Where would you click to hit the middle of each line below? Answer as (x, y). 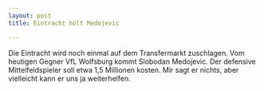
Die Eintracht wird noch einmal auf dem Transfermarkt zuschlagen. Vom (126, 53)
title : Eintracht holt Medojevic (64, 23)
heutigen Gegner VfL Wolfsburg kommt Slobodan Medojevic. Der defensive (132, 61)
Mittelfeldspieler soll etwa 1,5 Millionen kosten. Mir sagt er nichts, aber (124, 69)
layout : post (30, 16)
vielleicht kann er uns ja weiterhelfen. (69, 78)
